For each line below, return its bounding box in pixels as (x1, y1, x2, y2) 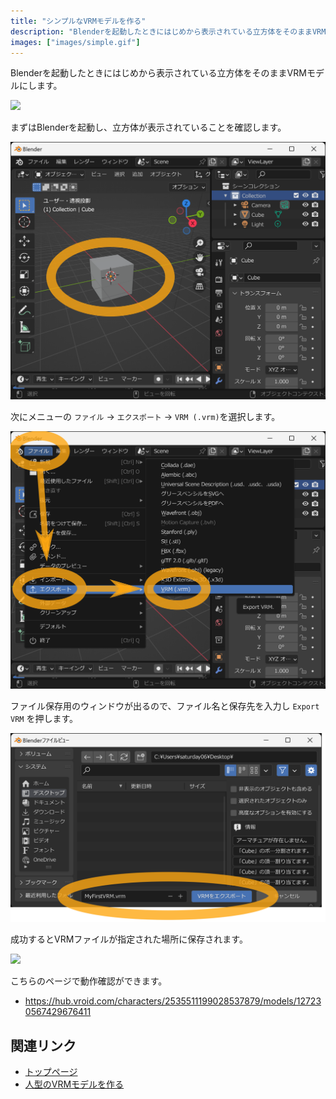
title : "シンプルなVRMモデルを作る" (10, 16, 147, 26)
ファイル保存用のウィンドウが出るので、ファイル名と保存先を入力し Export (10, 700, 320, 712)
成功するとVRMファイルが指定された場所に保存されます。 (10, 933, 248, 945)
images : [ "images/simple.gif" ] (10, 37, 141, 47)
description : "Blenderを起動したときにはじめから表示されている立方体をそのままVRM (10, 26, 327, 37)
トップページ (24, 1066, 78, 1078)
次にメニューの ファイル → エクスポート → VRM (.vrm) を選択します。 (10, 411, 281, 423)
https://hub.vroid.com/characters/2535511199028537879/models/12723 (24, 995, 322, 1007)
